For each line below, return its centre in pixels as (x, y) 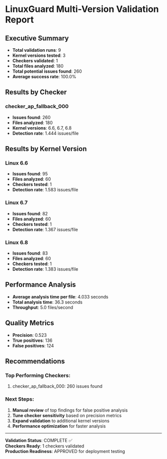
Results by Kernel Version (46, 149)
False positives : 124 (33, 345)
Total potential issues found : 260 (47, 71)
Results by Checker (36, 92)
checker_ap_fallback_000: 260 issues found (57, 386)
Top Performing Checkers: (38, 375)
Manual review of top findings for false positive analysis (70, 410)
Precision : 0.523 (30, 335)
